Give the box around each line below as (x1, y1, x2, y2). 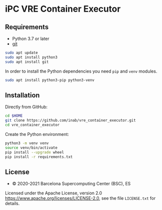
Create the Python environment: (5, 131, 69, 137)
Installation (5, 91, 40, 99)
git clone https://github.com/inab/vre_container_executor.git (5, 118, 136, 123)
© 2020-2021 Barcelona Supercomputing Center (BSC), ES (12, 181, 131, 187)
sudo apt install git (5, 59, 49, 64)
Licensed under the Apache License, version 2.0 (5, 190, 102, 196)
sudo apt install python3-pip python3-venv (5, 77, 95, 82)
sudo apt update (5, 50, 38, 55)
